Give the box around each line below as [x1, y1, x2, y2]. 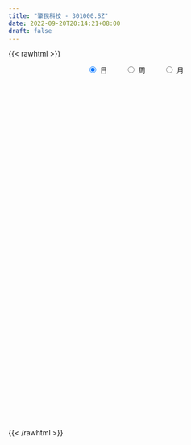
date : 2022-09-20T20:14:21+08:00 [8, 19, 121, 27]
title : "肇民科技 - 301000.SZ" [8, 11, 109, 20]
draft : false [8, 27, 52, 35]
